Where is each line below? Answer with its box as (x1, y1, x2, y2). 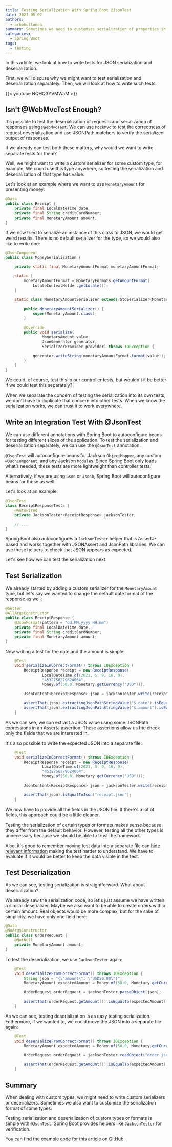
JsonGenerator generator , (41, 339, 97, 344)
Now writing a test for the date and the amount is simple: (5, 648, 125, 655)
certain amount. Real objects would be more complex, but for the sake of (5, 908, 159, 914)
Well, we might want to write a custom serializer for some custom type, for (5, 160, 162, 166)
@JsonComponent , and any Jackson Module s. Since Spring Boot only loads (5, 458, 157, 464)
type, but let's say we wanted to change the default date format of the (5, 591, 153, 597)
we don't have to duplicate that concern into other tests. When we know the (5, 398, 165, 404)
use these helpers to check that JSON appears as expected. (5, 547, 133, 553)
